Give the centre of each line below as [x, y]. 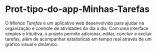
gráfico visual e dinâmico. [32, 44]
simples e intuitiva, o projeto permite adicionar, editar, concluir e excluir [78, 33]
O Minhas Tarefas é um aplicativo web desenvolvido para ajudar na [75, 23]
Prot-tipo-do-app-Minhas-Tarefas [77, 9]
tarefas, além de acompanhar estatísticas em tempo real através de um [78, 39]
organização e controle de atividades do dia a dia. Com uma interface [77, 28]
